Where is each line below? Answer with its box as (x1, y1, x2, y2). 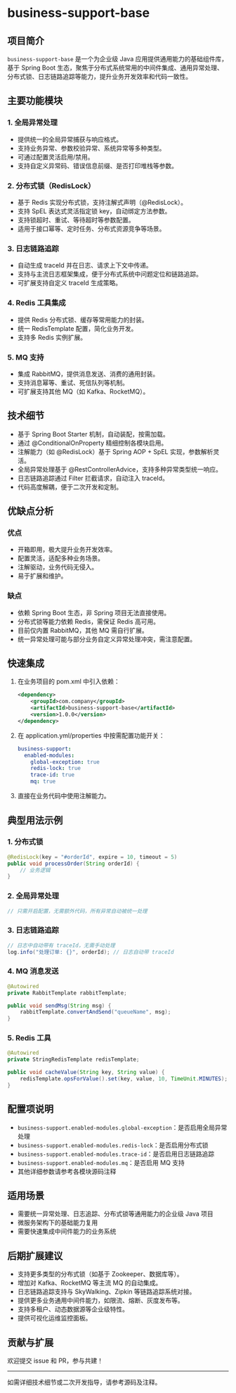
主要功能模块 (7, 95, 63, 107)
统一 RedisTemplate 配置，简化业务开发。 (17, 324, 138, 332)
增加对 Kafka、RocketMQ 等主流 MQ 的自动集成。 (17, 1279, 162, 1287)
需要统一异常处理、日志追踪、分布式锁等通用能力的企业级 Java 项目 (17, 1209, 214, 1218)
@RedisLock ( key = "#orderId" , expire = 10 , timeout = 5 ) (7, 853, 178, 860)
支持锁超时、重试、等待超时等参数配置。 (17, 215, 135, 224)
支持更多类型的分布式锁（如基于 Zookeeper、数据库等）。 (17, 1270, 184, 1278)
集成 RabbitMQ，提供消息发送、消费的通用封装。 (17, 370, 159, 378)
